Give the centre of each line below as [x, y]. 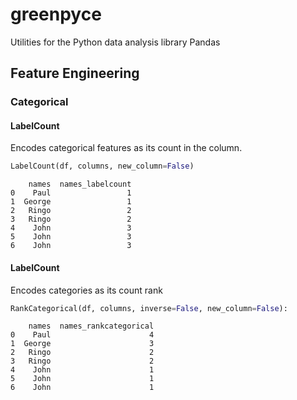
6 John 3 [71, 246]
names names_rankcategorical [91, 326]
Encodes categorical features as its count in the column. [126, 148]
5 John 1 [82, 379]
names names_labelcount [80, 184]
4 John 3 [71, 228]
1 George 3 [82, 344]
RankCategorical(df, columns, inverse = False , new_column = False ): [149, 308]
